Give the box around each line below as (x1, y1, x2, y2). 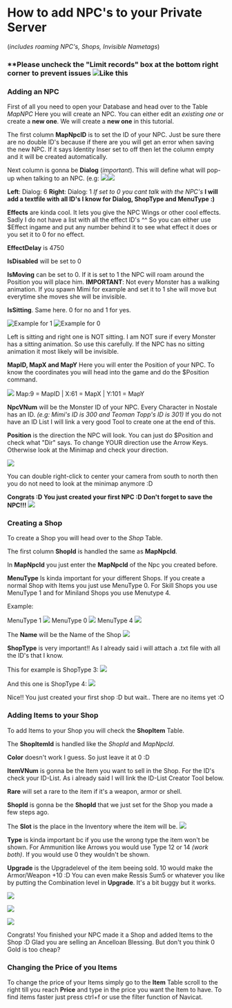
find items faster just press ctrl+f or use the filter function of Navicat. (7, 993, 204, 1001)
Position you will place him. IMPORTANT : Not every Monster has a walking (7, 278, 220, 286)
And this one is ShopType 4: (7, 680, 88, 688)
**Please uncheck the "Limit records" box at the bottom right (7, 59, 219, 69)
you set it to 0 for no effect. (7, 230, 85, 239)
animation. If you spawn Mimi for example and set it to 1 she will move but (7, 285, 217, 294)
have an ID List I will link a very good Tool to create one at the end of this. (7, 418, 216, 426)
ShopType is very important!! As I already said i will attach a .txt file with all (7, 644, 221, 652)
